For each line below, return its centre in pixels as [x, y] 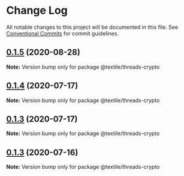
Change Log [37, 11]
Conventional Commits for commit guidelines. [62, 33]
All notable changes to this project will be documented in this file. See [92, 27]
